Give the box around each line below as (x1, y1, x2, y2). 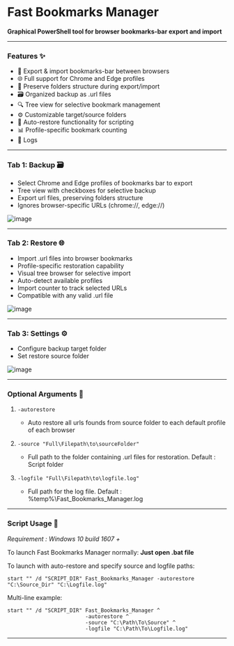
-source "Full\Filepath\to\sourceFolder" (17, 440, 139, 448)
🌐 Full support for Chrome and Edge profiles (17, 75, 145, 83)
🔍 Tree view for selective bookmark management (17, 100, 161, 109)
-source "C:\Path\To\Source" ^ (84, 619, 176, 626)
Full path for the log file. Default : (27, 487, 123, 495)
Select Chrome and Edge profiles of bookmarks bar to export (17, 178, 193, 187)
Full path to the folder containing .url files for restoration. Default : (27, 453, 216, 461)
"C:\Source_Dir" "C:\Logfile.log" (7, 581, 108, 588)
